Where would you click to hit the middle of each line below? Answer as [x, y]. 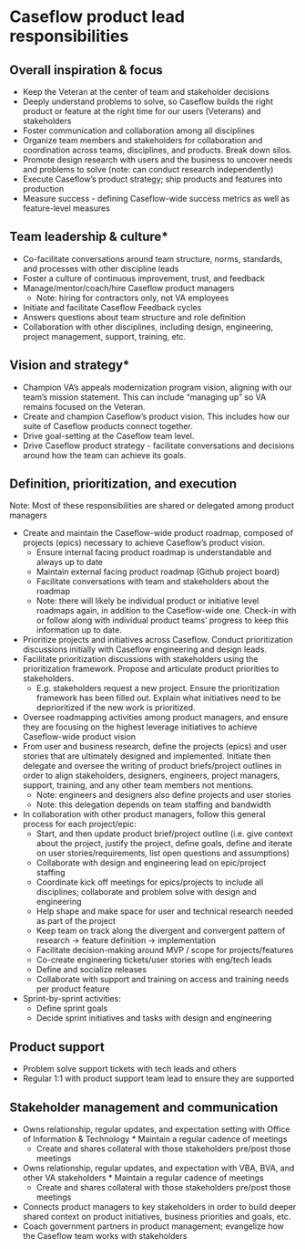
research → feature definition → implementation [126, 940]
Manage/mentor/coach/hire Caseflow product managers [128, 288]
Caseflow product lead [97, 17]
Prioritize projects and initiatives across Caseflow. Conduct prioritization [158, 640]
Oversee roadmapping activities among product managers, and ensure [155, 718]
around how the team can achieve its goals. [104, 455]
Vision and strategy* [70, 366]
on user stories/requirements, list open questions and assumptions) [163, 853]
